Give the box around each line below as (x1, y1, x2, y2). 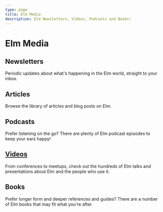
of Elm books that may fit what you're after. (5, 201, 93, 207)
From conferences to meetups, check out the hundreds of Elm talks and (5, 163, 152, 169)
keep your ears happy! (5, 136, 51, 141)
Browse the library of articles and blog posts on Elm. (5, 103, 112, 109)
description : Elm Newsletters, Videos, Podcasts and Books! (5, 16, 132, 21)
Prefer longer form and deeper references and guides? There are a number (5, 196, 158, 202)
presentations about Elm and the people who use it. (5, 169, 110, 174)
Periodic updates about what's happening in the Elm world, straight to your (5, 70, 158, 77)
